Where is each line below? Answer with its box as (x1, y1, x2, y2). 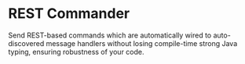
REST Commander (8, 5, 130, 23)
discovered (8, 38, 45, 48)
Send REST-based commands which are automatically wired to (8, 30, 212, 40)
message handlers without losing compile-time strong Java (46, 38, 238, 48)
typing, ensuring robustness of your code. (8, 47, 144, 56)
